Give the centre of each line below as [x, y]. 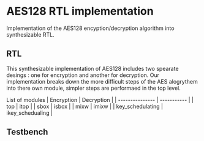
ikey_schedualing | [30, 113]
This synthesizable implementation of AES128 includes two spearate [93, 68]
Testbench [27, 132]
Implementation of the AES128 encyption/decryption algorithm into [90, 28]
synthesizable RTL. [30, 34]
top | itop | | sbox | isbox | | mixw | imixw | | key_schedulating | [85, 106]
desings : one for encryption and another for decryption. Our [83, 75]
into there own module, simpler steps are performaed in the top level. [93, 88]
